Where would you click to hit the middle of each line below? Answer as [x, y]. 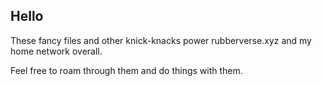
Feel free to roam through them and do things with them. [126, 70]
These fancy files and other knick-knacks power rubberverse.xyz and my [161, 40]
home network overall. [56, 51]
